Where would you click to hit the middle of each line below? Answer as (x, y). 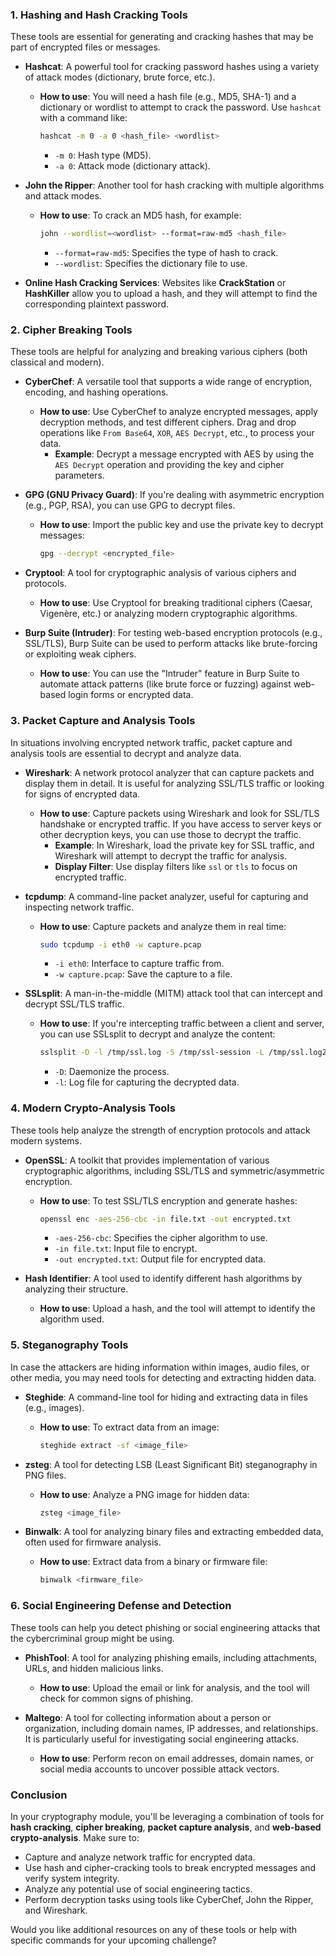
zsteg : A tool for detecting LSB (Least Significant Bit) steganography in (171, 1464)
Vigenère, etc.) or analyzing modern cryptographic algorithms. (168, 614)
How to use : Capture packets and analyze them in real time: (163, 926)
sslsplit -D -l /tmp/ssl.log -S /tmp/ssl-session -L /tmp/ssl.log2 (183, 1053)
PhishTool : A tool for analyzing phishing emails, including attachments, (171, 1657)
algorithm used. (72, 1319)
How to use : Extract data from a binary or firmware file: (153, 1562)
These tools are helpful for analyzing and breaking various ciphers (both (159, 352)
